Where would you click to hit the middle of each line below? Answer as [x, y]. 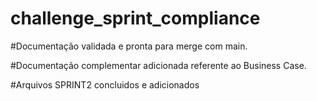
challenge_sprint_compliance [135, 18]
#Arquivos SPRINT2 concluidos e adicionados [105, 84]
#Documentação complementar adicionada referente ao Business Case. [158, 65]
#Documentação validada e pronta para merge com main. [129, 46]
